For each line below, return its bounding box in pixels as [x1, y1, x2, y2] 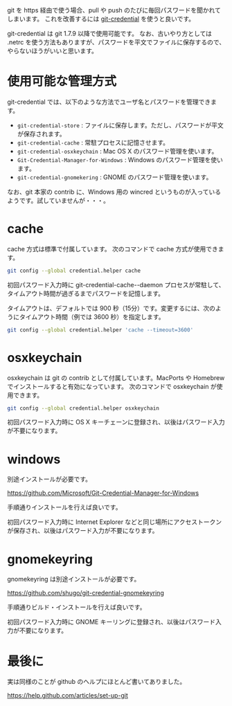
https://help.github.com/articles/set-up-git [7, 691, 128, 700]
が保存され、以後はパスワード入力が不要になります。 [7, 527, 159, 535]
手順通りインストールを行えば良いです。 [7, 503, 122, 512]
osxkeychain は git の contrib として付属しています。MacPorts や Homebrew [7, 373, 225, 382]
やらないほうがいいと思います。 [7, 47, 98, 55]
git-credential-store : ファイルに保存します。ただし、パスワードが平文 [17, 120, 224, 129]
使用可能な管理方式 [7, 73, 117, 89]
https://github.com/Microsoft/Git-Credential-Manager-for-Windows [7, 489, 199, 497]
